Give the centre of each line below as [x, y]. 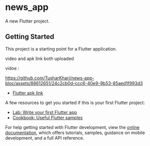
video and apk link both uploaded [39, 58]
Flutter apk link [28, 93]
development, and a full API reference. [45, 138]
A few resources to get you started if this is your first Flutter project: [75, 102]
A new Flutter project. [27, 21]
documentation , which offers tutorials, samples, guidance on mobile [75, 132]
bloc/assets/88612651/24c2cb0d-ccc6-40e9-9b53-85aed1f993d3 [74, 83]
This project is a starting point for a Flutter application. [61, 48]
